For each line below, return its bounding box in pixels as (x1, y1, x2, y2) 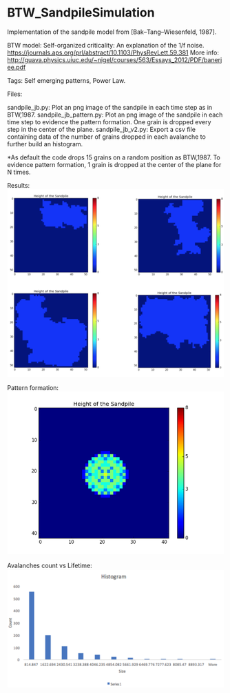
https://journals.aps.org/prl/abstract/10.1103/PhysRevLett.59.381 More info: (7, 48, 219, 57)
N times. (7, 168, 31, 176)
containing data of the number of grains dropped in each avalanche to (7, 133, 207, 141)
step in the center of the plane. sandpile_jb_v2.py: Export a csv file (7, 125, 196, 133)
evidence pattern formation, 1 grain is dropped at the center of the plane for (7, 160, 222, 168)
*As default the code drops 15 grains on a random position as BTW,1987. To (7, 153, 220, 162)
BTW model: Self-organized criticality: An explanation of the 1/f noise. (7, 41, 205, 49)
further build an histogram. (7, 139, 83, 148)
